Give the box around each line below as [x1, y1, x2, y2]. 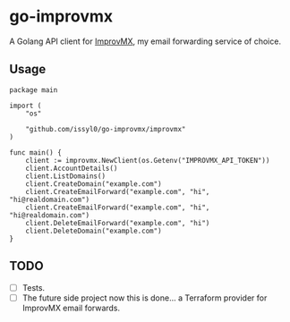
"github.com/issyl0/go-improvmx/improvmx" [25, 124, 186, 133]
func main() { [9, 148, 63, 157]
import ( [9, 101, 42, 110]
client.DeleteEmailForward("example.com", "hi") [25, 218, 210, 227]
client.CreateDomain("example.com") [25, 179, 163, 189]
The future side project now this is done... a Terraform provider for [21, 292, 268, 303]
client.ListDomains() [25, 172, 106, 181]
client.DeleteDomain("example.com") [25, 226, 163, 235]
